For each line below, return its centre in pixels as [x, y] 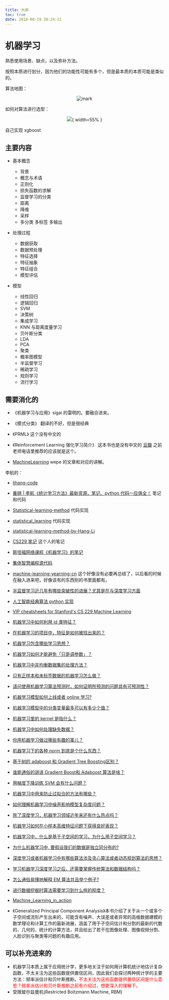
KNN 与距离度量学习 [41, 327]
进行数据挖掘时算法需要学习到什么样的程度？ [59, 890]
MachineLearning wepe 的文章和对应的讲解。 [60, 462]
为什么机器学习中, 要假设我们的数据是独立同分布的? [66, 847]
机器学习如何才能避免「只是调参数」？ [52, 654]
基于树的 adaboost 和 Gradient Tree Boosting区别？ [66, 761]
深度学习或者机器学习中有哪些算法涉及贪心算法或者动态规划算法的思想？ [87, 858]
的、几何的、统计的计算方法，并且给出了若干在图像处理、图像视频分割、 [87, 929]
